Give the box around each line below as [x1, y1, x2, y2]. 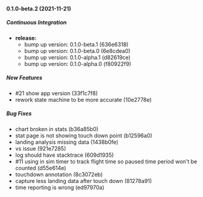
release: [15, 34, 37, 41]
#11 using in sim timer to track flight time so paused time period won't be [15, 157, 198, 165]
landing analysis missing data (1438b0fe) [15, 138, 119, 146]
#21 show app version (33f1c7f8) [15, 89, 98, 97]
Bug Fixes [6, 110, 32, 117]
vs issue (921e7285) [15, 145, 66, 152]
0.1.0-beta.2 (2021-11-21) [6, 5, 71, 12]
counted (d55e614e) [15, 164, 66, 171]
